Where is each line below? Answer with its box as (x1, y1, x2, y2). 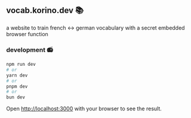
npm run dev (6, 62, 36, 68)
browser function (6, 30, 49, 37)
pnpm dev (6, 83, 28, 90)
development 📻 (6, 46, 54, 54)
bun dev (6, 94, 26, 100)
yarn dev (6, 72, 28, 78)
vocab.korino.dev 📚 (6, 5, 84, 15)
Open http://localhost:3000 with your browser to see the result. (6, 105, 162, 112)
